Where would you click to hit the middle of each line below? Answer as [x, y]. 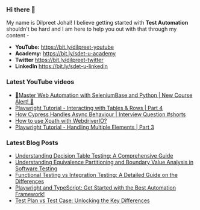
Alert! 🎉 [24, 101]
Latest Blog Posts [32, 143]
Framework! [30, 194]
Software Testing [36, 168]
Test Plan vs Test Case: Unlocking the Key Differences [82, 200]
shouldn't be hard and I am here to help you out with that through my [92, 29]
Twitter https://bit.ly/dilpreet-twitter [59, 60]
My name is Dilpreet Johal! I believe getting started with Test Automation [97, 23]
